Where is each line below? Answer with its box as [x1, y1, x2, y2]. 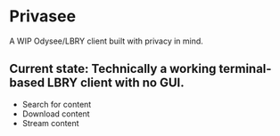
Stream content [21, 117, 79, 128]
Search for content [21, 99, 92, 109]
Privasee [9, 6, 77, 27]
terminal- [218, 61, 272, 76]
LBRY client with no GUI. [47, 76, 185, 91]
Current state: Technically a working [9, 61, 217, 76]
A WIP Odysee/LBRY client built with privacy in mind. [9, 36, 203, 46]
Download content [21, 108, 91, 119]
